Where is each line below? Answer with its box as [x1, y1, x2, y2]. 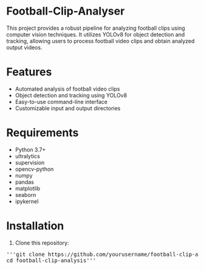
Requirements [6, 126, 79, 140]
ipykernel [15, 198, 39, 205]
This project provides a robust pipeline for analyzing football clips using [6, 24, 185, 32]
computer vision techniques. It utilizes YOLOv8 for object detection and [6, 30, 185, 38]
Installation [6, 219, 64, 232]
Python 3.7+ [15, 146, 46, 153]
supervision [15, 159, 45, 166]
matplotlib [15, 184, 41, 192]
